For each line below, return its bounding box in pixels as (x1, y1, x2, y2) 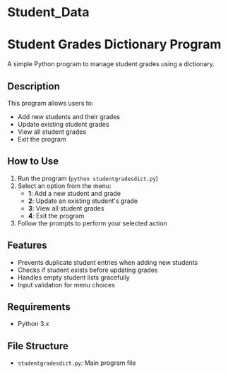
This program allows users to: (7, 99, 94, 107)
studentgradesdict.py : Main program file (17, 359, 136, 367)
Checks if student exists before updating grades (17, 266, 158, 274)
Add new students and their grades (17, 112, 121, 120)
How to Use (7, 156, 59, 168)
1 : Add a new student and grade (28, 189, 121, 197)
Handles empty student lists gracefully (17, 273, 131, 282)
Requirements (7, 301, 71, 313)
